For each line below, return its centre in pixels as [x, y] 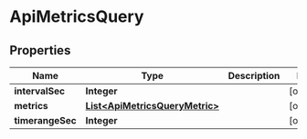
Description [254, 76]
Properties [40, 50]
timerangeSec [45, 120]
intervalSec [40, 91]
